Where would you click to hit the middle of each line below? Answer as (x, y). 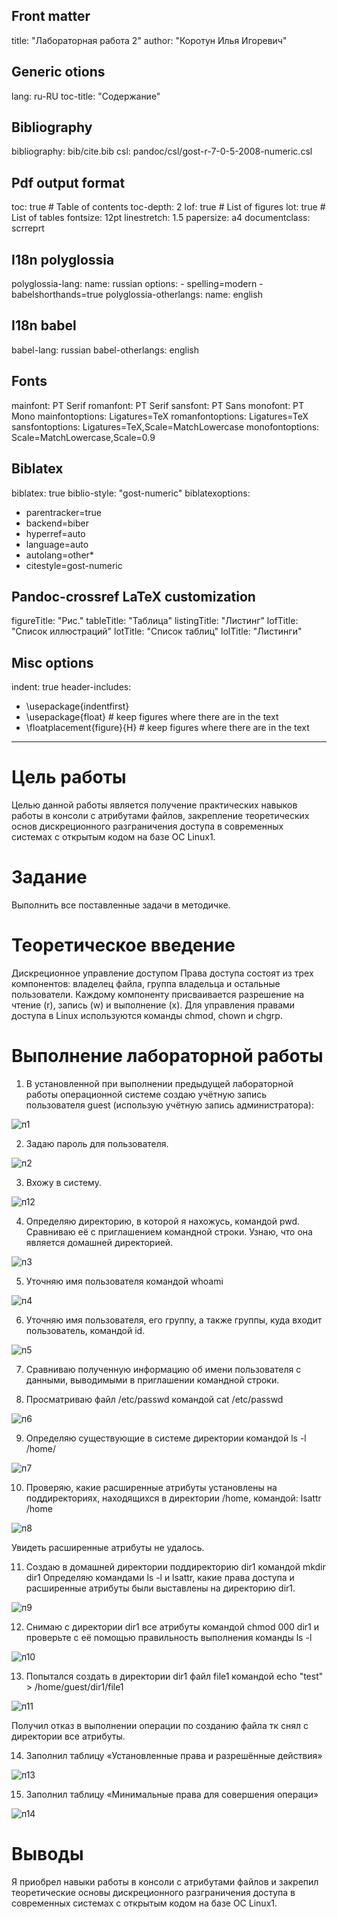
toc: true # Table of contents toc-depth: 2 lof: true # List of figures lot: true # (168, 207)
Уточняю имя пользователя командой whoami (124, 1281)
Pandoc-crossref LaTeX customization (133, 596)
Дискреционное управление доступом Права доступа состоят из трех (162, 973)
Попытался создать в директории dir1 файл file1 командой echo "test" (174, 1676)
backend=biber (57, 523)
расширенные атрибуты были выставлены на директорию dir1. (160, 1588)
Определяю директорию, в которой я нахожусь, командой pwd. (163, 1221)
